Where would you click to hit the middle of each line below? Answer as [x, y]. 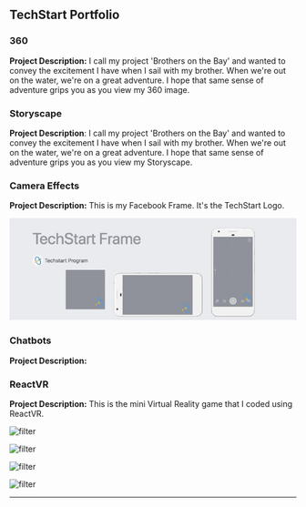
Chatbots [31, 340]
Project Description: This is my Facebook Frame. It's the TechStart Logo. [147, 206]
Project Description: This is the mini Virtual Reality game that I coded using [151, 404]
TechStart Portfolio [65, 15]
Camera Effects [45, 186]
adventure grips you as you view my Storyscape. [101, 162]
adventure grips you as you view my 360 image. [100, 89]
